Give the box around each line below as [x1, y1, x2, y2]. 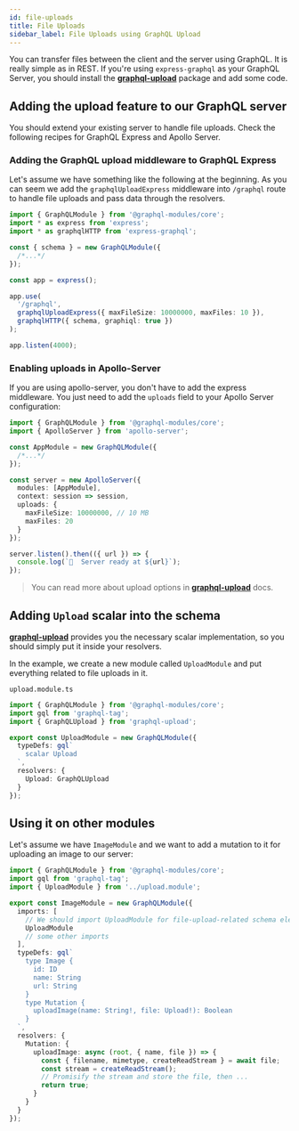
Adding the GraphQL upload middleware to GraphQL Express [9, 154, 278, 167]
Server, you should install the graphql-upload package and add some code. [9, 73, 288, 84]
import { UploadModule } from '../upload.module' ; [9, 883, 201, 891]
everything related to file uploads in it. [9, 667, 149, 678]
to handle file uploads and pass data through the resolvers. [9, 193, 225, 204]
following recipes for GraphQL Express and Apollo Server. [9, 132, 221, 142]
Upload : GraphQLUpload [25, 774, 109, 784]
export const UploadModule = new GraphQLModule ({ [9, 733, 198, 742]
